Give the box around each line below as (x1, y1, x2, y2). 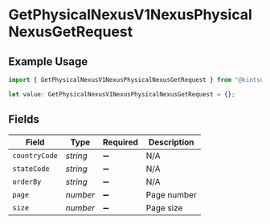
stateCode (12, 164, 50, 173)
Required (103, 136, 138, 148)
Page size (145, 202, 183, 214)
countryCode (12, 151, 59, 160)
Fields (8, 112, 40, 126)
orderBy (12, 177, 42, 186)
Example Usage (8, 55, 88, 68)
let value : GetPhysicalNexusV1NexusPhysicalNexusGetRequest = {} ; (8, 90, 235, 98)
